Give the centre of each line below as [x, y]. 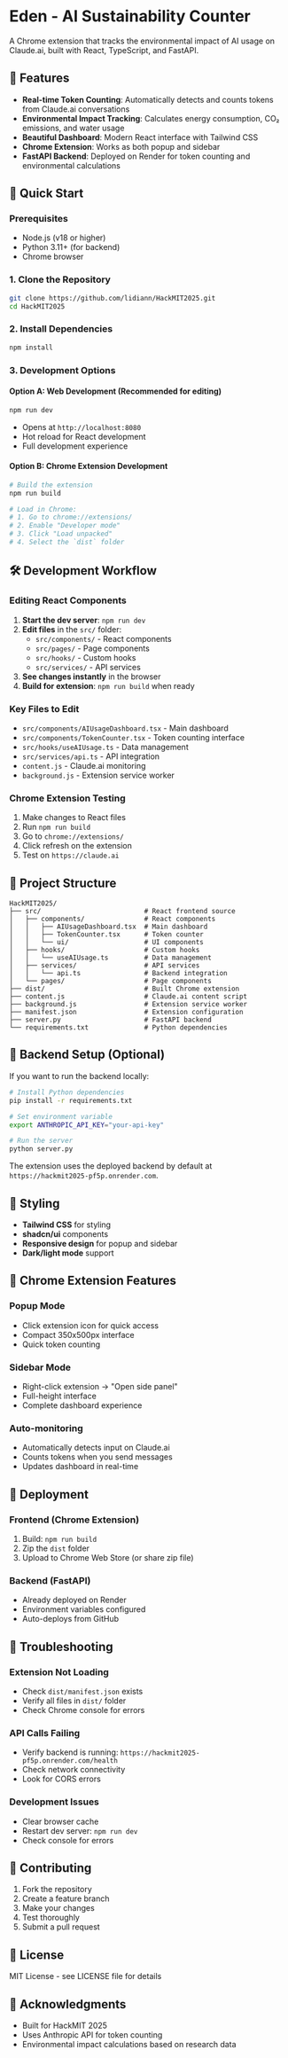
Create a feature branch [66, 1898]
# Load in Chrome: [43, 509]
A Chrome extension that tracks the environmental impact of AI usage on [142, 41]
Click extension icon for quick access [90, 1325]
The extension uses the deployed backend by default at [111, 1166]
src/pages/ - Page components [93, 648]
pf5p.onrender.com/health [70, 1761]
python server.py [41, 1149]
